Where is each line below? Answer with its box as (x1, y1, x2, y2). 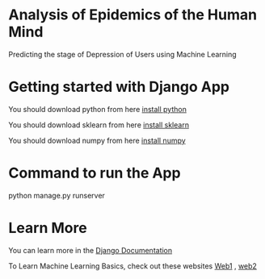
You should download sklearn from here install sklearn (8, 119, 190, 130)
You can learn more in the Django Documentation (8, 245, 173, 255)
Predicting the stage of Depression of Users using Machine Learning (8, 49, 237, 59)
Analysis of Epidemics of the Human (8, 6, 257, 24)
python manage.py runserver (8, 190, 105, 200)
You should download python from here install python (8, 104, 187, 114)
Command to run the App (8, 164, 181, 182)
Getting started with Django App (8, 78, 230, 96)
